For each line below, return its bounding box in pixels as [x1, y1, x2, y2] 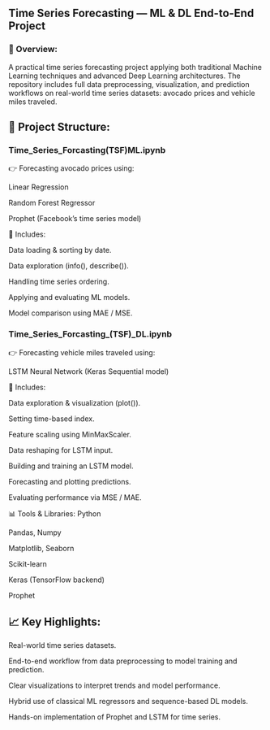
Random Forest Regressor [8, 198, 96, 208]
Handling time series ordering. [8, 276, 109, 287]
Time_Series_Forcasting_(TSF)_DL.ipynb [8, 328, 173, 340]
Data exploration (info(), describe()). [8, 261, 130, 271]
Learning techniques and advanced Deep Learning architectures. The [8, 71, 241, 80]
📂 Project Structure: [8, 120, 111, 134]
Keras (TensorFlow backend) [8, 575, 105, 584]
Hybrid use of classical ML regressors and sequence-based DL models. [8, 697, 249, 706]
